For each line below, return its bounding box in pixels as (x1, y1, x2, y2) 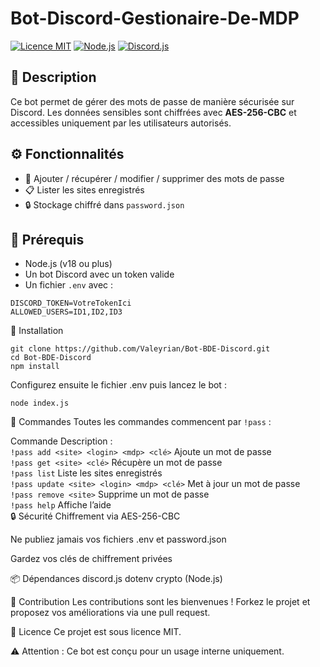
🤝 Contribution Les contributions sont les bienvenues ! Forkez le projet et (10, 596, 311, 608)
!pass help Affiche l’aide (10, 499, 112, 511)
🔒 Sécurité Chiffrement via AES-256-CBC (10, 510, 181, 522)
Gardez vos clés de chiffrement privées (10, 553, 173, 565)
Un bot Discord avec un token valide (24, 268, 175, 281)
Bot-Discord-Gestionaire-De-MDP (10, 7, 300, 30)
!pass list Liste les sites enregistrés (10, 467, 163, 479)
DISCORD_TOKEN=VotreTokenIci (10, 298, 132, 309)
